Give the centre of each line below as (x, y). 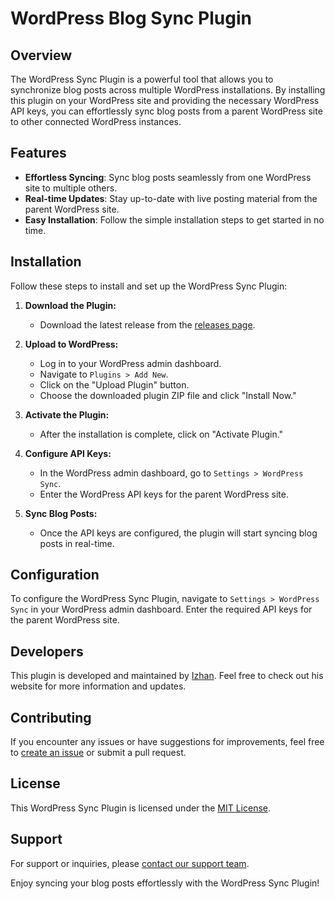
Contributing (51, 717)
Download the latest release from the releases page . (147, 324)
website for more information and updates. (98, 686)
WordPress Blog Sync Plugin (131, 18)
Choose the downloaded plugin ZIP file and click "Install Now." (168, 395)
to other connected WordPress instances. (96, 121)
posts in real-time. (77, 543)
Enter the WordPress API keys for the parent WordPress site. (164, 494)
